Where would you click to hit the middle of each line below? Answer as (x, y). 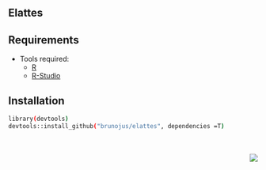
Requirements (44, 40)
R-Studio (46, 76)
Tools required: (44, 59)
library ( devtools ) (38, 119)
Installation (36, 101)
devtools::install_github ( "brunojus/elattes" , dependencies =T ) (116, 126)
